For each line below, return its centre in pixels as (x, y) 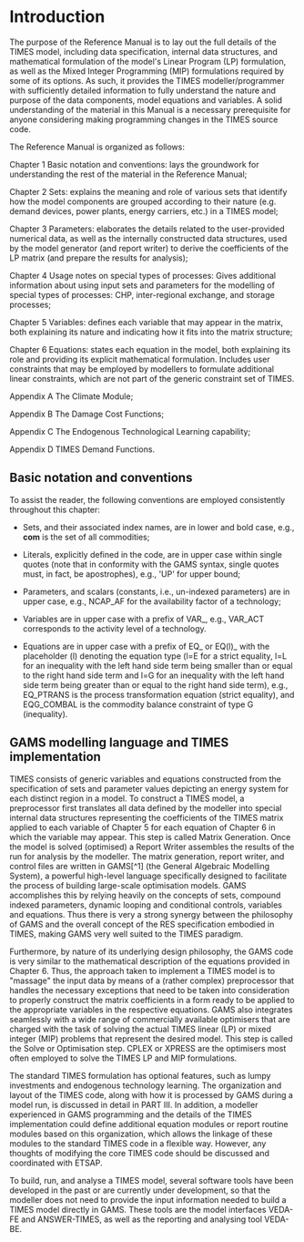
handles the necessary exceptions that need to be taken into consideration (149, 990)
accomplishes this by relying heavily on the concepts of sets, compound (145, 895)
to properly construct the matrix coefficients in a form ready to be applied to (152, 1000)
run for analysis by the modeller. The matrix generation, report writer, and (147, 856)
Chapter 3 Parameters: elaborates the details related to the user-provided (147, 229)
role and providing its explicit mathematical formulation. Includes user (140, 359)
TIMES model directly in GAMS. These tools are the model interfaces (138, 1209)
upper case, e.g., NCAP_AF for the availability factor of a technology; (152, 601)
